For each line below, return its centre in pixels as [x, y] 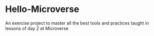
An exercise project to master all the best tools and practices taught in [77, 23]
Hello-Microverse [42, 9]
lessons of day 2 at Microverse [37, 28]
